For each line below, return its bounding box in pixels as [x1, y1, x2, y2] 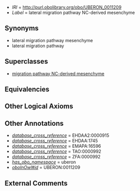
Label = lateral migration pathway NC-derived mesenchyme [11, 10, 135, 16]
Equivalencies [4, 85, 49, 94]
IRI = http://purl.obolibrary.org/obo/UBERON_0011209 [11, 5, 122, 10]
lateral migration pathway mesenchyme [11, 37, 93, 43]
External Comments [4, 179, 68, 187]
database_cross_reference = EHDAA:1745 [11, 138, 98, 144]
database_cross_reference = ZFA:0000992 [11, 154, 101, 160]
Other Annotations [4, 119, 64, 127]
